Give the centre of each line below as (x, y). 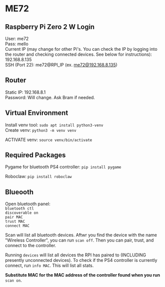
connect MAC (17, 226)
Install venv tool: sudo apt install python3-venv (54, 125)
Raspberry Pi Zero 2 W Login (50, 27)
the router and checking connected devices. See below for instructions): (79, 54)
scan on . (14, 280)
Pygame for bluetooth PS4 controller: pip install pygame (63, 167)
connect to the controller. (31, 246)
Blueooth (19, 192)
